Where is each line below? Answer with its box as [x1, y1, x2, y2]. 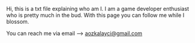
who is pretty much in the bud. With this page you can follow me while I [6, 12, 185, 19]
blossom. [6, 18, 29, 25]
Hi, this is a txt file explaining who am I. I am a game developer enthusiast [6, 5, 190, 12]
